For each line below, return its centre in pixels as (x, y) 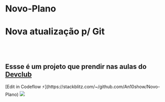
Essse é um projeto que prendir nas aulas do (76, 66)
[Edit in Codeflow (23, 86)
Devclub (18, 74)
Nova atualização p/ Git (55, 32)
